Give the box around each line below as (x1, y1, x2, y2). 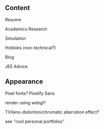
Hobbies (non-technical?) (5, 44, 56, 50)
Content (5, 4, 30, 12)
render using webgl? (5, 100, 46, 105)
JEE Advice (5, 63, 28, 69)
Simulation (5, 35, 26, 41)
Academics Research (5, 26, 47, 32)
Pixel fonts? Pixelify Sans (5, 90, 55, 96)
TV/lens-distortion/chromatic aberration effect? (5, 109, 100, 115)
